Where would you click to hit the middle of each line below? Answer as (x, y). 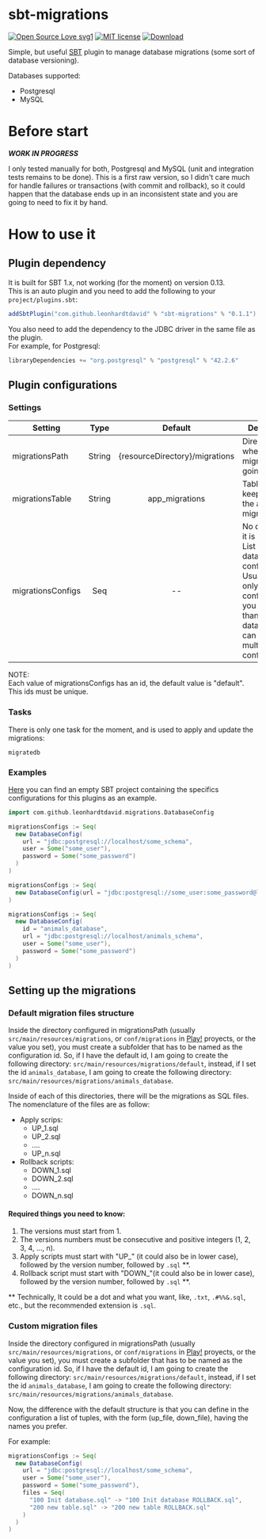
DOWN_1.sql (51, 1171)
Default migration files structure (71, 1013)
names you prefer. (38, 1426)
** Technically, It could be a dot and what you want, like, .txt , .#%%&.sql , (127, 1297)
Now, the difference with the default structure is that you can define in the (129, 1409)
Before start (48, 131)
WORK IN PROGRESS (44, 153)
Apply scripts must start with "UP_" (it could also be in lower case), (129, 1256)
